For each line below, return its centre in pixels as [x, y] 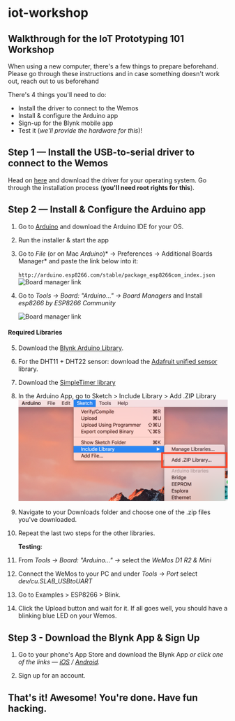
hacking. [28, 708]
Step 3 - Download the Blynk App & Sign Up [104, 638]
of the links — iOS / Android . [59, 662]
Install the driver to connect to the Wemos [78, 108]
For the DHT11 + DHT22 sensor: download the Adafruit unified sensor [118, 361]
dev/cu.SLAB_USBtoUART [55, 581]
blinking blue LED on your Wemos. [67, 616]
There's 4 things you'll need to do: [57, 95]
